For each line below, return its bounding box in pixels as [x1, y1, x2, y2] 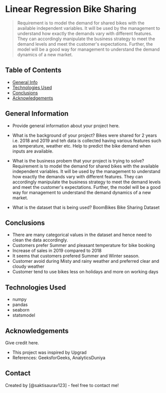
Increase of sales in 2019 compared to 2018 [12, 247, 102, 254]
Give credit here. [5, 340, 39, 346]
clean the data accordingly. [12, 237, 68, 243]
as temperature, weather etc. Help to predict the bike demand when [12, 143, 151, 149]
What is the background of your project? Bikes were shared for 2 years [12, 132, 157, 138]
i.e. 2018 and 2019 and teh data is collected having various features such [12, 138, 162, 144]
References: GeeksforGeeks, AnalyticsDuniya [12, 355, 106, 361]
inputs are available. [12, 148, 54, 154]
